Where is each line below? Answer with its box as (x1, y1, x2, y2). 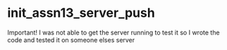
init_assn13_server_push (7, 5, 155, 21)
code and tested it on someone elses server (7, 35, 135, 44)
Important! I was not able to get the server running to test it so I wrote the (7, 28, 220, 37)
